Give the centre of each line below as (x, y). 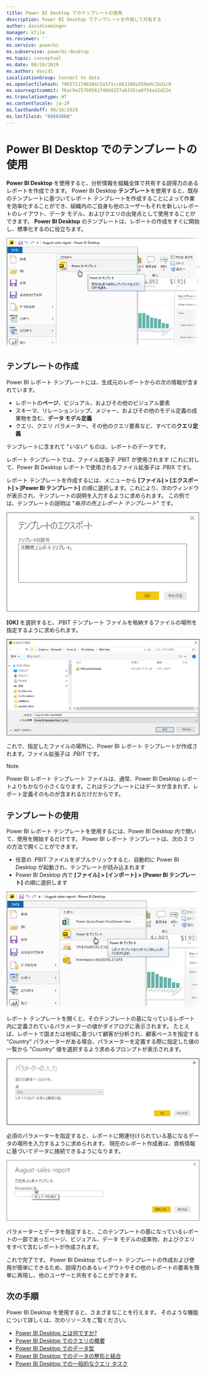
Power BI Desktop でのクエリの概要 (60, 1341)
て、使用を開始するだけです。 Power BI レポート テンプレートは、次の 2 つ (101, 839)
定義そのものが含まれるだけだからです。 (73, 794)
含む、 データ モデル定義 (62, 418)
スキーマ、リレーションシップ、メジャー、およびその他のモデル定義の (103, 410)
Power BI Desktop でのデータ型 (55, 1348)
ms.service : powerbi (33, 45)
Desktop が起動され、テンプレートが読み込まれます (80, 867)
